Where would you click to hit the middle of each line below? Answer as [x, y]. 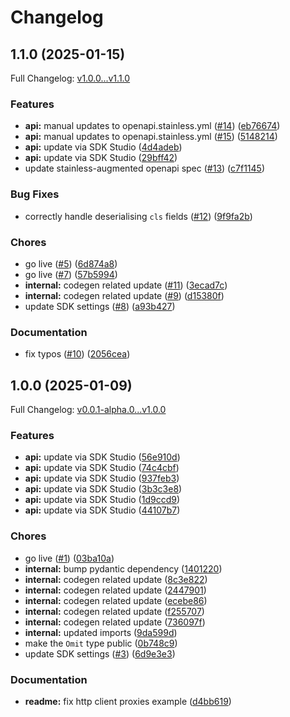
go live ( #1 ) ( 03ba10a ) [69, 558]
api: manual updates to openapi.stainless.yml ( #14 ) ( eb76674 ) [152, 126]
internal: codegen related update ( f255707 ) [114, 611]
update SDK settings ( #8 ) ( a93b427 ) [100, 306]
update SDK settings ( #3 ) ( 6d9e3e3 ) [100, 653]
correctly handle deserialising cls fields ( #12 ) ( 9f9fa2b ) [138, 216]
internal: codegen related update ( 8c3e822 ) [116, 579]
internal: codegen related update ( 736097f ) [115, 622]
